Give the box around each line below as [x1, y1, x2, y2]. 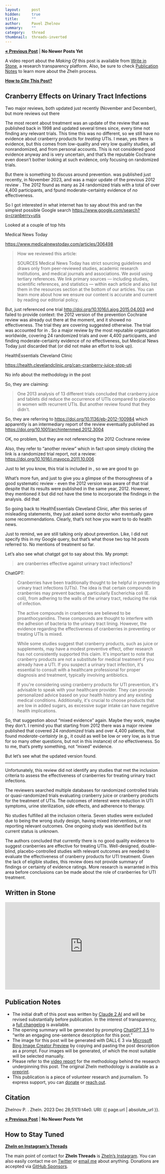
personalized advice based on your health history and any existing [17, 692, 152, 698]
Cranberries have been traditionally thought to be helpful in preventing [17, 580, 160, 586]
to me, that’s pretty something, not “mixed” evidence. [5, 743, 113, 749]
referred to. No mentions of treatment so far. [5, 541, 95, 547]
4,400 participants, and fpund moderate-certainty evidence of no [5, 187, 138, 193]
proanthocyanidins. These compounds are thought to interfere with [17, 615, 153, 621]
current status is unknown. [5, 828, 59, 834]
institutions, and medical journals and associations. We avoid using [17, 271, 153, 276]
